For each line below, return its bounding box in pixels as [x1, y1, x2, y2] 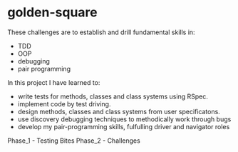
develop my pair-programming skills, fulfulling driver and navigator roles [17, 122, 230, 131]
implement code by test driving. [17, 99, 111, 108]
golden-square [7, 4, 98, 21]
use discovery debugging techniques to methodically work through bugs [17, 115, 232, 123]
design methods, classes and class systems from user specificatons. [17, 107, 221, 116]
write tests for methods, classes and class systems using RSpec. [17, 92, 208, 101]
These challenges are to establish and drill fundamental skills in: [7, 28, 195, 36]
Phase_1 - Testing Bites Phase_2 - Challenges [7, 136, 140, 145]
